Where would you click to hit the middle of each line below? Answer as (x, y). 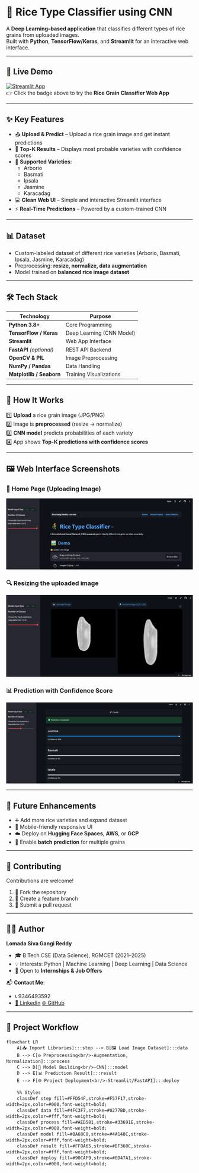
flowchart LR (22, 1042)
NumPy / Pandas (30, 366)
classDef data (34, 1110)
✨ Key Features (35, 119)
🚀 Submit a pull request (43, 905)
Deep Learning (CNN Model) (100, 333)
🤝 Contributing (34, 867)
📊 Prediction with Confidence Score (60, 690)
